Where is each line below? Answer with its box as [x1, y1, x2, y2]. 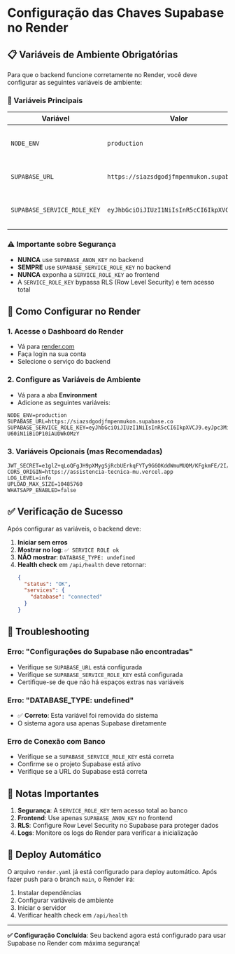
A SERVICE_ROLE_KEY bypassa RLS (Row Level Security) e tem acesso [17, 278, 215, 286]
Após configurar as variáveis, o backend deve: [7, 524, 141, 533]
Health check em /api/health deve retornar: [17, 560, 147, 568]
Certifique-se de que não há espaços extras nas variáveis [17, 678, 185, 686]
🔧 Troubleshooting [7, 626, 90, 638]
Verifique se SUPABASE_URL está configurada [17, 662, 143, 671]
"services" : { [24, 587, 65, 594]
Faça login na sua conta [17, 350, 87, 358]
